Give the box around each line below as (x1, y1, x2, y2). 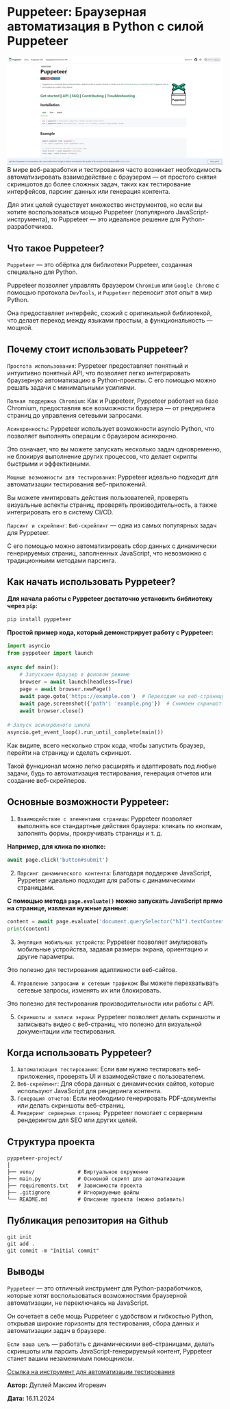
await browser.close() (19, 707, 84, 714)
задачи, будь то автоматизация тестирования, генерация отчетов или (7, 769, 212, 777)
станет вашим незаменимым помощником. (7, 1354, 135, 1362)
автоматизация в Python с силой (7, 18, 204, 34)
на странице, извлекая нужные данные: (7, 903, 129, 912)
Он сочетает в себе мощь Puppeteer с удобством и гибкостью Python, (7, 1312, 214, 1320)
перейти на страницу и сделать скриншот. (7, 749, 131, 757)
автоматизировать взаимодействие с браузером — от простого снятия (7, 173, 217, 182)
